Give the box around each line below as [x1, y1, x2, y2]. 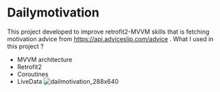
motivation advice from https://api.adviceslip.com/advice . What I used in [7, 34, 214, 43]
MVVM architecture [16, 55, 73, 63]
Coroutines [16, 70, 49, 78]
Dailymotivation [7, 5, 99, 21]
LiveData [16, 77, 42, 85]
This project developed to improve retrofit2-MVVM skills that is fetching [7, 27, 210, 36]
